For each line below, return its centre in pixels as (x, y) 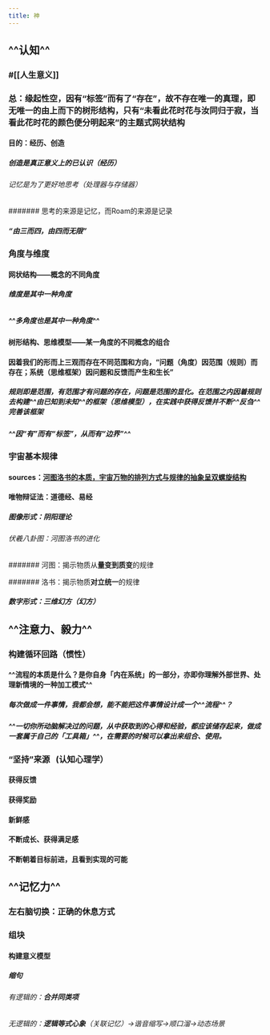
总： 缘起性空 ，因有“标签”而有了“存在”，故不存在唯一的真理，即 (132, 99)
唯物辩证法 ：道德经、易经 (50, 497)
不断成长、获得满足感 (43, 840)
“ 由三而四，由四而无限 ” (48, 231)
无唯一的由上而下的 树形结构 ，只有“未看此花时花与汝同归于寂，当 (133, 111)
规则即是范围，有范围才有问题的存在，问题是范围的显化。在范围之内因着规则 (135, 392)
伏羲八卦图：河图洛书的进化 (54, 538)
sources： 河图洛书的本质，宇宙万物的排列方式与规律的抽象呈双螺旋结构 (127, 477)
